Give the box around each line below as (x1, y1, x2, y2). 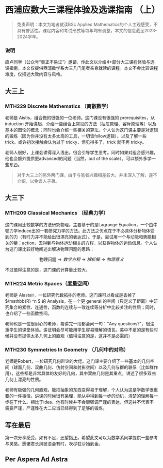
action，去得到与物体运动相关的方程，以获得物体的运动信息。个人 (21, 240, 154, 246)
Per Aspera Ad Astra (5, 455, 68, 464)
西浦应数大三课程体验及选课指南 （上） (5, 4, 160, 16)
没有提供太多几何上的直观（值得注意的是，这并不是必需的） (13, 332, 132, 339)
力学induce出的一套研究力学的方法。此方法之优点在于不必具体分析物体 (9, 228, 150, 234)
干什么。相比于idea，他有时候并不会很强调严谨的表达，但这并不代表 (13, 399, 150, 405)
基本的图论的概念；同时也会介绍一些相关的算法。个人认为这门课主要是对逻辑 (5, 127, 158, 133)
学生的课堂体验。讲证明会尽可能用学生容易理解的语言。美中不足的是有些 (9, 327, 154, 332)
